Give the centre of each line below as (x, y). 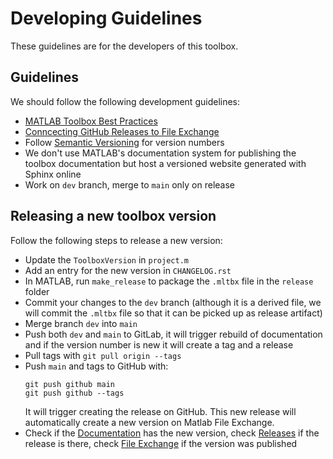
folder (37, 291)
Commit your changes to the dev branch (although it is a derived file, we (173, 302)
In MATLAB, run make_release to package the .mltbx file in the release (169, 281)
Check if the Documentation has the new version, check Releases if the (172, 433)
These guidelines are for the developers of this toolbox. (124, 46)
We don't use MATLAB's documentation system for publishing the (160, 153)
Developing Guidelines (106, 18)
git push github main (69, 384)
